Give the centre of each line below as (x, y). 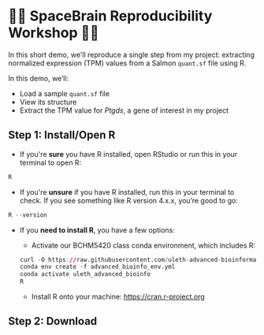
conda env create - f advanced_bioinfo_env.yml (97, 267)
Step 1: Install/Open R (62, 135)
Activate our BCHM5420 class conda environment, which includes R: (143, 245)
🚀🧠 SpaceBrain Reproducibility (110, 16)
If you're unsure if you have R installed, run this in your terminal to (127, 192)
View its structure (48, 102)
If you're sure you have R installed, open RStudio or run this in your (128, 154)
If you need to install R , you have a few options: (97, 230)
